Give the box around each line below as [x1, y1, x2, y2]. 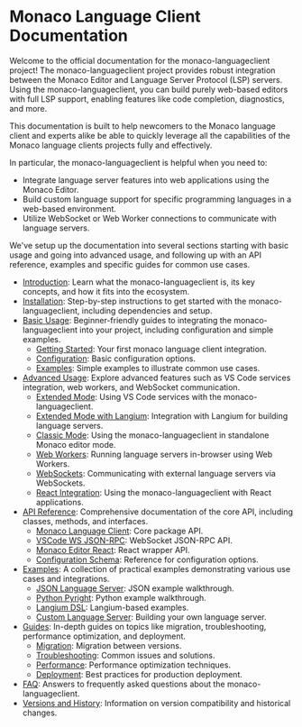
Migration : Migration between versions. [35, 640, 182, 650]
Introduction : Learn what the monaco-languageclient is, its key [22, 277, 255, 287]
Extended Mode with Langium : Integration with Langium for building [35, 410, 288, 421]
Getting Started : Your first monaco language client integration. [35, 343, 268, 354]
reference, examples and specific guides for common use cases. [9, 259, 251, 269]
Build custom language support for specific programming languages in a [22, 194, 291, 204]
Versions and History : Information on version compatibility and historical [22, 697, 291, 708]
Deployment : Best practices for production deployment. [35, 668, 243, 679]
